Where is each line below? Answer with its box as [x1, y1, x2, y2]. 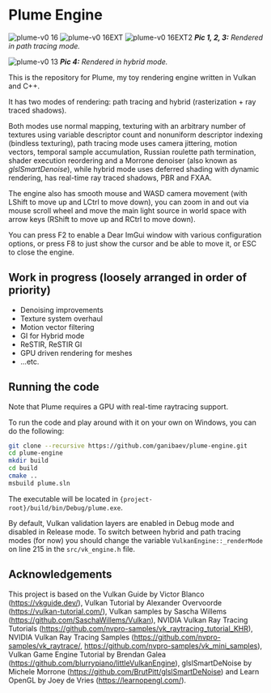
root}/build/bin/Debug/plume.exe [8, 504, 121, 512]
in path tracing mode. [8, 41, 81, 50]
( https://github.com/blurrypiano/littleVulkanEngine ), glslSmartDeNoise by [8, 658, 252, 668]
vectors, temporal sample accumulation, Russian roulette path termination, [8, 147, 256, 156]
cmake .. [8, 472, 38, 480]
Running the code [8, 380, 100, 394]
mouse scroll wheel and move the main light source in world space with [8, 205, 247, 216]
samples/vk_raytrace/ [8, 640, 81, 650]
